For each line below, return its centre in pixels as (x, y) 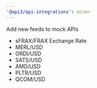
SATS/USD (28, 60)
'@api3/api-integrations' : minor (48, 12)
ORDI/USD (28, 53)
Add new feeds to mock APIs (42, 29)
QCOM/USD (30, 79)
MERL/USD (29, 47)
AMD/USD (28, 66)
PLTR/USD (28, 72)
